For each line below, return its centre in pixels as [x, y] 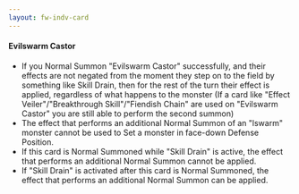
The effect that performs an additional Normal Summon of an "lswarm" [152, 122]
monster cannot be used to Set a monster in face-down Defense [140, 132]
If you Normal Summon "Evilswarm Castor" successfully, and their [143, 66]
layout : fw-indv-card [49, 17]
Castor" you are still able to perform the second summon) [128, 114]
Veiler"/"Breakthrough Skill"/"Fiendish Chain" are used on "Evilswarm [149, 104]
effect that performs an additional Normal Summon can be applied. [145, 180]
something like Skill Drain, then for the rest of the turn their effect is [145, 85]
